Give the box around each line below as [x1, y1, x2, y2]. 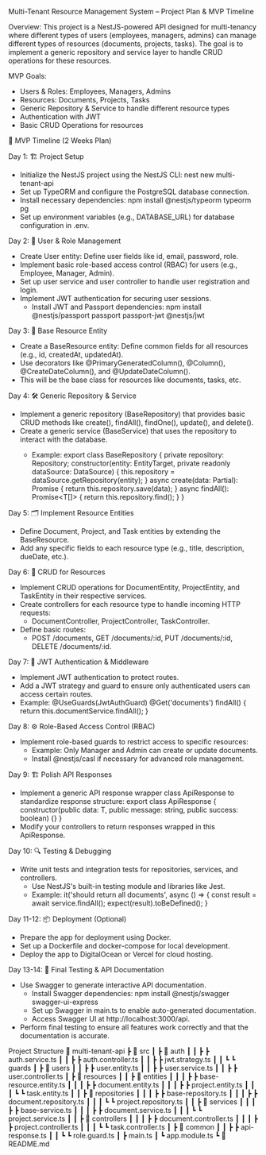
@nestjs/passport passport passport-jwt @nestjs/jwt [31, 311, 205, 320]
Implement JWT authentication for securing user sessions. [19, 294, 212, 303]
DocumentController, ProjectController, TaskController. [31, 616, 210, 626]
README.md [8, 1139, 50, 1149]
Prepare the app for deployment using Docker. [19, 933, 172, 942]
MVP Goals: [8, 71, 47, 80]
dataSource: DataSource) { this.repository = [31, 467, 175, 476]
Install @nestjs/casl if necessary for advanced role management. [31, 754, 245, 763]
